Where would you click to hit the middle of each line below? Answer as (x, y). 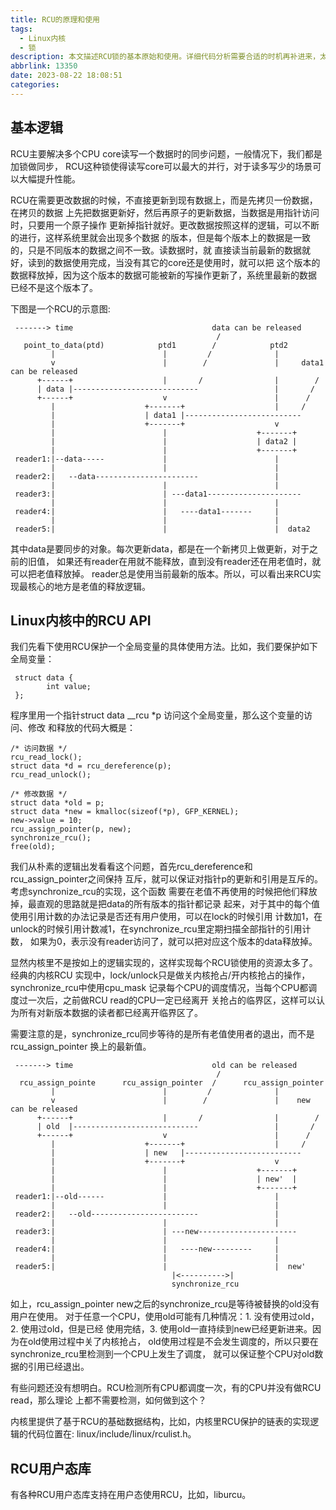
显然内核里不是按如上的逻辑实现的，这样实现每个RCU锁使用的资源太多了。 (164, 963)
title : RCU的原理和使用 (55, 19)
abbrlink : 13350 (44, 66)
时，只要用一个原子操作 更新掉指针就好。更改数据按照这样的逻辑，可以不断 (165, 225)
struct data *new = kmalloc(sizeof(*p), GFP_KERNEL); (125, 812)
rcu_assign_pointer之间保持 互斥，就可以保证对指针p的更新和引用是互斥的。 (166, 879)
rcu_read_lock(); (46, 757)
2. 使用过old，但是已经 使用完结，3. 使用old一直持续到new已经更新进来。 (161, 1329)
